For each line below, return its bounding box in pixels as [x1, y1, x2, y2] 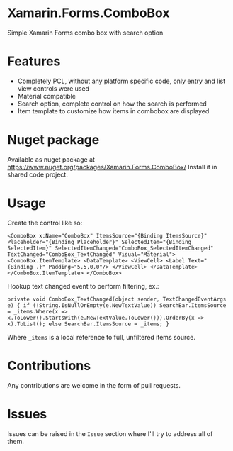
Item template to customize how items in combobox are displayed [17, 106, 210, 115]
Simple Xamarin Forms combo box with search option [7, 28, 164, 37]
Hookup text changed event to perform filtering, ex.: [7, 282, 159, 290]
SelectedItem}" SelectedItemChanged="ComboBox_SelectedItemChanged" [7, 245, 214, 252]
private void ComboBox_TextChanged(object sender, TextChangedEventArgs [7, 296, 227, 303]
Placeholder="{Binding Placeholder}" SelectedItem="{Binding [7, 238, 192, 245]
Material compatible [17, 91, 76, 100]
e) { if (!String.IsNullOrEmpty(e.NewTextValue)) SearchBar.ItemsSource [7, 301, 227, 309]
